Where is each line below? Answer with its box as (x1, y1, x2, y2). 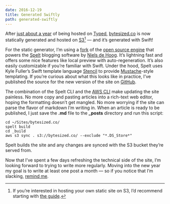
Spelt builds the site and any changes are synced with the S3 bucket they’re (5, 142, 163, 148)
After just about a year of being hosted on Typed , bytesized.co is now (5, 31, 151, 37)
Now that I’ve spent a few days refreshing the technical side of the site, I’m (5, 157, 161, 163)
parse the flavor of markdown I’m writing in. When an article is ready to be (5, 105, 160, 111)
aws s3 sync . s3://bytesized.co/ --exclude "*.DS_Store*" (5, 133, 133, 138)
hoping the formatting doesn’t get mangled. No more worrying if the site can (5, 99, 164, 106)
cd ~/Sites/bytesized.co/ (5, 120, 60, 125)
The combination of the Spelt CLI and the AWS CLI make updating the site (5, 89, 159, 95)
